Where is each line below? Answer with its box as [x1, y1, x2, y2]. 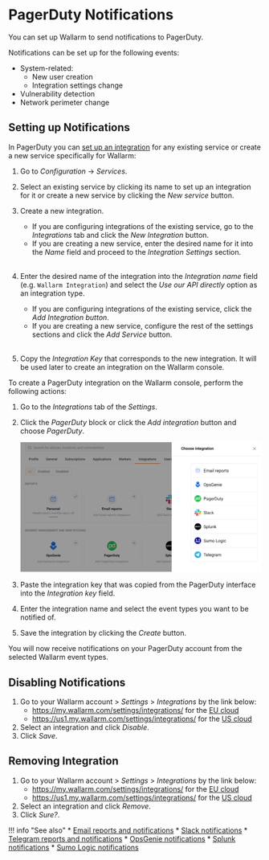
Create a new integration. [19, 206, 104, 215]
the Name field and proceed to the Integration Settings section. [31, 247, 242, 256]
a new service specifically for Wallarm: [8, 150, 137, 160]
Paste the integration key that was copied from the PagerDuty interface [19, 580, 256, 590]
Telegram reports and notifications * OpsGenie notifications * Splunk [8, 833, 236, 843]
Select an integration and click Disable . [19, 722, 150, 732]
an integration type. [19, 288, 85, 298]
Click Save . [19, 731, 58, 740]
